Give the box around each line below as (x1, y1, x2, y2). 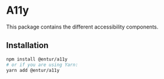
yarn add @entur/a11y (6, 67, 60, 73)
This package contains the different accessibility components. (6, 23, 159, 30)
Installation (6, 40, 49, 50)
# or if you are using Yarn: (6, 62, 78, 68)
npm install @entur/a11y (6, 56, 68, 62)
